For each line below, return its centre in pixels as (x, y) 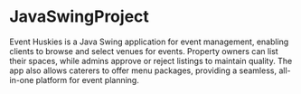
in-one (22, 80)
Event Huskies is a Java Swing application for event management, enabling (149, 42)
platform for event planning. (88, 80)
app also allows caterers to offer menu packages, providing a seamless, (143, 70)
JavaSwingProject (79, 17)
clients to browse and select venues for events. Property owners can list (144, 51)
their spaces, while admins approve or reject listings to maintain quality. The (151, 61)
